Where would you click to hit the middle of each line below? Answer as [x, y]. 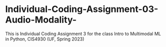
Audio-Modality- [41, 20]
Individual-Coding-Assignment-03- [82, 9]
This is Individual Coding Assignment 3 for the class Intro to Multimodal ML [83, 33]
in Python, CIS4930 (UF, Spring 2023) [45, 39]
